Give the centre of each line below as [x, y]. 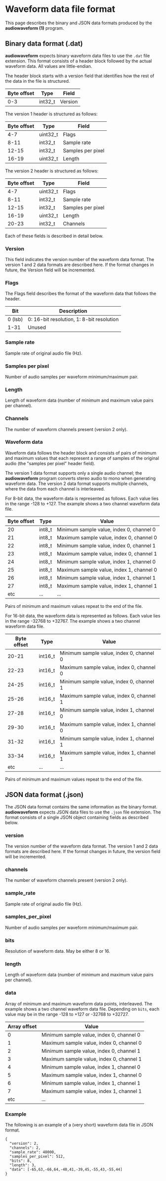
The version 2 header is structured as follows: [52, 171]
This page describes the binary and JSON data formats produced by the [79, 23]
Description [73, 311]
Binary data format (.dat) [44, 44]
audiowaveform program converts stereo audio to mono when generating [81, 478]
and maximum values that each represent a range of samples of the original [82, 458]
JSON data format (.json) [44, 795]
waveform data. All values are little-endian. [49, 66]
